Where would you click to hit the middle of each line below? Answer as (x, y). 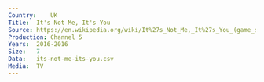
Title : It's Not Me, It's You (59, 23)
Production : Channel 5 (45, 37)
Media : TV (26, 66)
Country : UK (33, 15)
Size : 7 (24, 52)
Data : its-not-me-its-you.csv (61, 59)
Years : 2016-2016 (38, 45)
